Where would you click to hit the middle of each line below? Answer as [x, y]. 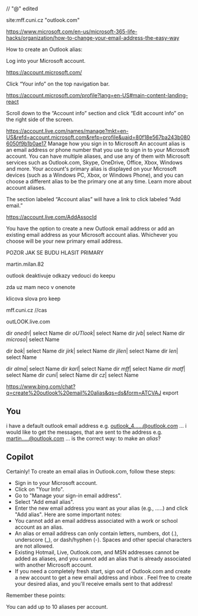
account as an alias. [39, 527]
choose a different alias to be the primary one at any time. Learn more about [99, 181]
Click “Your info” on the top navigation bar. [58, 84]
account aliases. [26, 188]
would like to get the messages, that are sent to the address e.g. [84, 432]
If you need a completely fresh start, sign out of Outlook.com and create [103, 571]
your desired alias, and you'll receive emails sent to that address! [94, 583]
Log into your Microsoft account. [46, 61]
